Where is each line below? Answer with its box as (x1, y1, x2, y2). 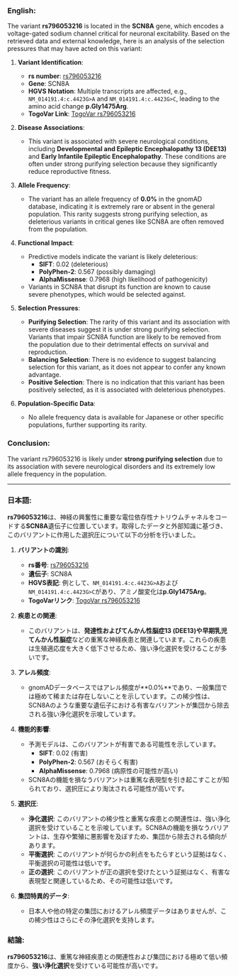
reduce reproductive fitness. (28, 168, 111, 176)
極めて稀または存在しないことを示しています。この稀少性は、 (34, 691, 214, 701)
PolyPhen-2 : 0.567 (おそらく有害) (38, 757, 138, 766)
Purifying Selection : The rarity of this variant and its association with (28, 318, 230, 327)
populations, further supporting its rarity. (28, 421, 147, 429)
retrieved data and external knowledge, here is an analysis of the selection (7, 37, 225, 45)
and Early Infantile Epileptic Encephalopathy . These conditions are (28, 152, 227, 161)
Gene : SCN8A (28, 79, 69, 88)
